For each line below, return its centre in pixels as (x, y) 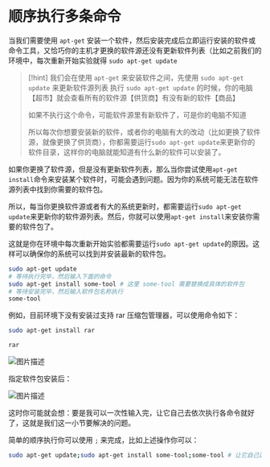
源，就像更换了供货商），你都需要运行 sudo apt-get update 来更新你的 (141, 142)
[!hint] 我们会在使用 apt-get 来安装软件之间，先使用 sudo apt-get (136, 77)
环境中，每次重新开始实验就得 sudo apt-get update (93, 60)
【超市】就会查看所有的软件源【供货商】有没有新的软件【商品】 (133, 97)
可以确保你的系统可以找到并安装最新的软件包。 (92, 254)
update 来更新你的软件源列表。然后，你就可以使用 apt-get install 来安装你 (131, 216)
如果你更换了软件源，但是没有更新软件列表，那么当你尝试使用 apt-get (123, 169)
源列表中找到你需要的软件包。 (57, 189)
